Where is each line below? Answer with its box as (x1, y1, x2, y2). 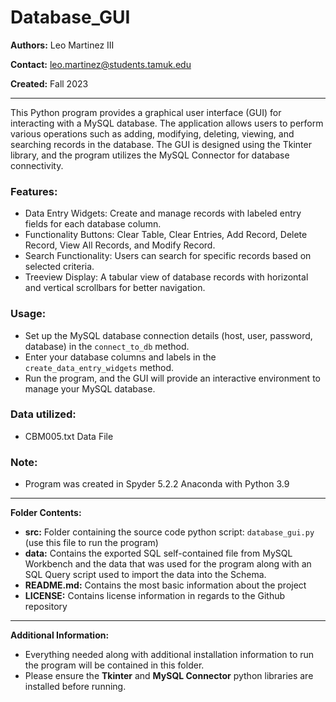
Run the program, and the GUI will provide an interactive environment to (24, 372, 321, 384)
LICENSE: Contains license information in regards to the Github (24, 590, 286, 602)
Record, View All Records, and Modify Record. (24, 239, 216, 251)
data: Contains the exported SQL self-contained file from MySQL (24, 547, 293, 560)
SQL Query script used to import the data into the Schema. (24, 569, 267, 581)
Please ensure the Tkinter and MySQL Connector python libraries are (24, 670, 314, 682)
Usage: (10, 307, 47, 321)
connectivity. (10, 159, 64, 171)
